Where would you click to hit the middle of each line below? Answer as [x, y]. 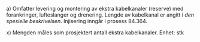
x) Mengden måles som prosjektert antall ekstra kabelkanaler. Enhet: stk [95, 33]
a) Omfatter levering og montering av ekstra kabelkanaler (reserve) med [95, 9]
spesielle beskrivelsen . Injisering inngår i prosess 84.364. [77, 21]
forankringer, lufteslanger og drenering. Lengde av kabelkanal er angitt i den [100, 15]
